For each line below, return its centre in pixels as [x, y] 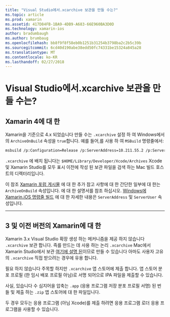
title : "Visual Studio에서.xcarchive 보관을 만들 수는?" [62, 10]
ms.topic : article [25, 15]
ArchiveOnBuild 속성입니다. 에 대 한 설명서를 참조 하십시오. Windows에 [76, 191]
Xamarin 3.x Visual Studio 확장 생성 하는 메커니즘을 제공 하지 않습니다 [75, 238]
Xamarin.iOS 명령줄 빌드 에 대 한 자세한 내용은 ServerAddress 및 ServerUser [81, 197]
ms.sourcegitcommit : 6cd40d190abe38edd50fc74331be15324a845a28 [73, 48]
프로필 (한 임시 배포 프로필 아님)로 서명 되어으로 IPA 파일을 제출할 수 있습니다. [87, 275]
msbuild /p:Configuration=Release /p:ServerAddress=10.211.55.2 [74, 151]
